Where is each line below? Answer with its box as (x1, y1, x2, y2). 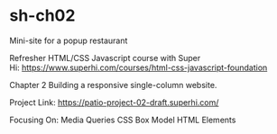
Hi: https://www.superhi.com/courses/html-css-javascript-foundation (9, 62, 268, 73)
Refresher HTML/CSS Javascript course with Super (9, 52, 201, 63)
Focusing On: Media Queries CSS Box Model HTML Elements (9, 114, 236, 125)
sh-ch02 (9, 5, 76, 26)
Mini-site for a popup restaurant (9, 35, 128, 46)
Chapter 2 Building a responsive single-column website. (9, 79, 217, 90)
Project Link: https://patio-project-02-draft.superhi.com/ (9, 96, 219, 108)
